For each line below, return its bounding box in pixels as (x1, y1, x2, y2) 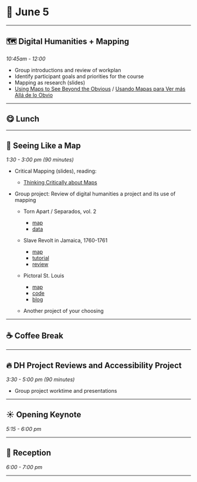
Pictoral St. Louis (23, 272, 64, 279)
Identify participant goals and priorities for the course (14, 73, 144, 80)
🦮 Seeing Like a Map (6, 140, 81, 150)
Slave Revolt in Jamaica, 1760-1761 (23, 237, 108, 244)
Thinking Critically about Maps (23, 179, 98, 186)
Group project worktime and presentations (14, 387, 117, 394)
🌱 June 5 (6, 5, 49, 19)
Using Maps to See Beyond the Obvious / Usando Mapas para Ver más (14, 85, 186, 92)
